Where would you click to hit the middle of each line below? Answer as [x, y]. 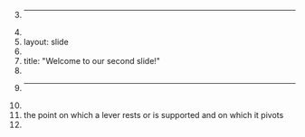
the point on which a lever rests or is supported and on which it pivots [153, 115]
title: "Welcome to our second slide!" [92, 61]
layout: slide [46, 42]
